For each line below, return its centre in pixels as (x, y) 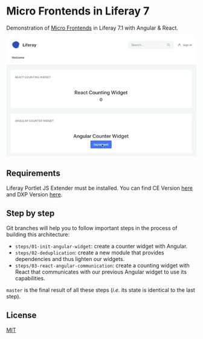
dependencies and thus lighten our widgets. (70, 259)
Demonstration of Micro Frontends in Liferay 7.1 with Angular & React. (92, 28)
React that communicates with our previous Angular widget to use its (101, 272)
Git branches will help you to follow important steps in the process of (92, 228)
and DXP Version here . (34, 194)
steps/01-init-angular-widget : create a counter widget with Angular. (101, 246)
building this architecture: (38, 234)
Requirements (33, 173)
